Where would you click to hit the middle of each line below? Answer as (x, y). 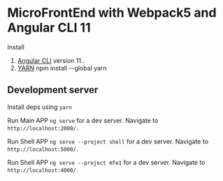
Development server (53, 90)
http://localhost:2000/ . (43, 128)
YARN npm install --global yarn (62, 68)
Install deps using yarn (39, 107)
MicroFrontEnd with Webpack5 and (112, 13)
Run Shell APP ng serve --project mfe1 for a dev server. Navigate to (106, 162)
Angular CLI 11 (49, 28)
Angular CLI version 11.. (51, 60)
